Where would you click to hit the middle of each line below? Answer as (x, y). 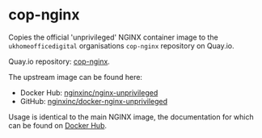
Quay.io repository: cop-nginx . (59, 61)
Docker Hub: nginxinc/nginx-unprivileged (89, 92)
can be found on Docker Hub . (58, 125)
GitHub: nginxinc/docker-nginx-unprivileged (94, 101)
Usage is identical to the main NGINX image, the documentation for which (131, 117)
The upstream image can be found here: (76, 77)
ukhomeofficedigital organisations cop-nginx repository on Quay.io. (121, 45)
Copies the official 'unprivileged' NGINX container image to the (113, 37)
